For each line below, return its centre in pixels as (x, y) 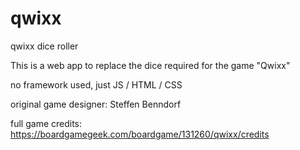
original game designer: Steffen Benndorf (96, 104)
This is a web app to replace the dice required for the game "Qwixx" (150, 65)
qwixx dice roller (44, 46)
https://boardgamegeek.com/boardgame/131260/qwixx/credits (140, 134)
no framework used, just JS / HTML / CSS (96, 84)
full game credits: (46, 123)
